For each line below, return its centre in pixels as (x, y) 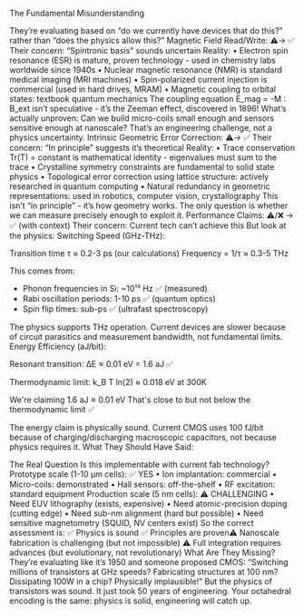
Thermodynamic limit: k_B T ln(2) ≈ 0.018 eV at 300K (108, 382)
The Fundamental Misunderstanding (77, 13)
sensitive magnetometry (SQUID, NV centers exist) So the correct (132, 523)
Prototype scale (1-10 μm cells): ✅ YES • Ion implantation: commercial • (143, 474)
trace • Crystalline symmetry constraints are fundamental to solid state (142, 167)
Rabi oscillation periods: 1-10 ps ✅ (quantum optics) (119, 298)
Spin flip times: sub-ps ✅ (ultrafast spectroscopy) (115, 309)
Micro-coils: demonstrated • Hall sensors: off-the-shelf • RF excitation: (142, 484)
